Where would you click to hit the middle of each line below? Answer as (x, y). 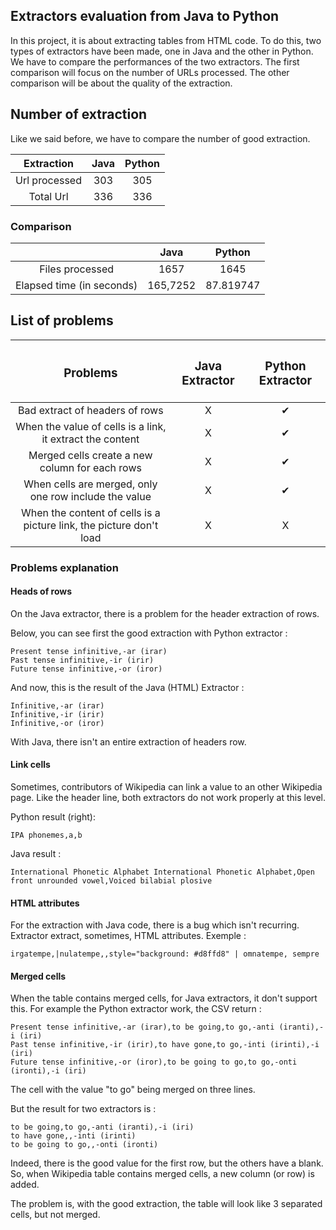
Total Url (48, 196)
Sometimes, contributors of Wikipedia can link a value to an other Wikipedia (166, 786)
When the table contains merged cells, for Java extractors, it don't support (164, 998)
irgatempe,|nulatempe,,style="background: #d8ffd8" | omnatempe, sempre (165, 954)
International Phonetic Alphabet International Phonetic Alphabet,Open (162, 872)
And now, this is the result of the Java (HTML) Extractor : (127, 687)
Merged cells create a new (90, 455)
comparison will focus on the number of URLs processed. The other (150, 72)
